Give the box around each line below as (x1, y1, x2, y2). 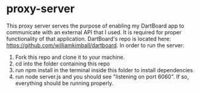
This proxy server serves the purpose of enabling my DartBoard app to (6, 22, 184, 29)
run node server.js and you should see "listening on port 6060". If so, (15, 73, 189, 80)
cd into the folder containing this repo (15, 60, 110, 67)
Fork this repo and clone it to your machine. (15, 53, 125, 61)
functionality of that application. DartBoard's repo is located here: (6, 35, 171, 42)
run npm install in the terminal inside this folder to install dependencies (15, 66, 194, 73)
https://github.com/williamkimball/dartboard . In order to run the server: (6, 42, 184, 49)
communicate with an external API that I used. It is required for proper (6, 28, 182, 35)
